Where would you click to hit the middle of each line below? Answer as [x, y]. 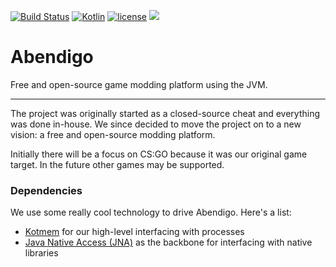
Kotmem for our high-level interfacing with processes [134, 232]
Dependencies [46, 190]
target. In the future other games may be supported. [117, 164]
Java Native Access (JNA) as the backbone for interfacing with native [168, 242]
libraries [41, 253]
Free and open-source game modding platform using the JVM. [139, 84]
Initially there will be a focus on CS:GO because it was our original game [159, 154]
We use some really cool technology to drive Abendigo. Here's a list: [151, 212]
